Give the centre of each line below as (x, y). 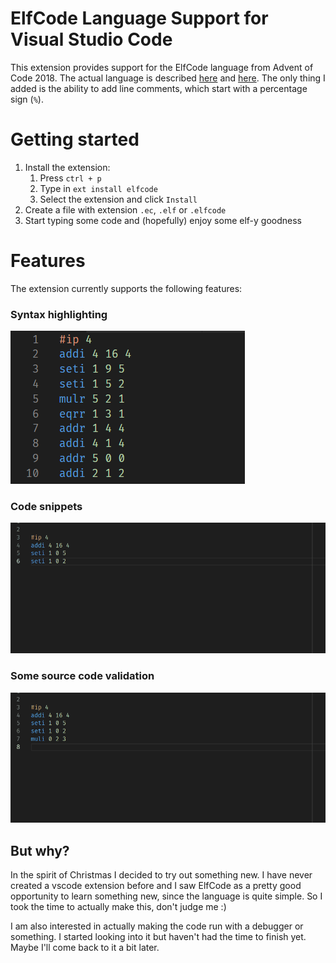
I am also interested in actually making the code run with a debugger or (157, 926)
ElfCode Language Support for (139, 18)
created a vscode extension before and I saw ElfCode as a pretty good (156, 886)
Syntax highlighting (59, 314)
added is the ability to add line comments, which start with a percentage (159, 88)
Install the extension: (67, 167)
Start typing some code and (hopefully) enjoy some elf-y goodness (163, 220)
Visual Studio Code (91, 39)
